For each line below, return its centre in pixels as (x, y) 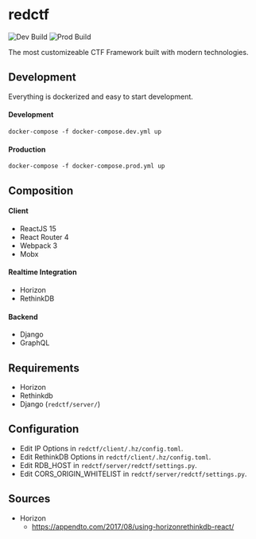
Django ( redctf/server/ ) (60, 403)
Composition (41, 190)
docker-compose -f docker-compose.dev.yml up (85, 132)
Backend (23, 317)
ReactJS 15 (38, 228)
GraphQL (35, 343)
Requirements (44, 368)
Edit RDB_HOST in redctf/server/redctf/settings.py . (108, 465)
